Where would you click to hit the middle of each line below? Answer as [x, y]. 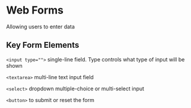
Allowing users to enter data [41, 27]
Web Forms [35, 10]
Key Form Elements [43, 45]
